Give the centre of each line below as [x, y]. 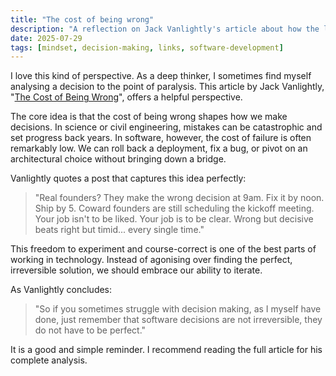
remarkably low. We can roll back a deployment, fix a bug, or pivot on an [159, 148]
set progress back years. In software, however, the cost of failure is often [161, 138]
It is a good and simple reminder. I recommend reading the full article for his [166, 350]
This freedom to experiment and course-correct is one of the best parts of [163, 249]
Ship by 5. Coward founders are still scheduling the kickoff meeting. [174, 208]
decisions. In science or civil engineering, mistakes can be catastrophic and [166, 127]
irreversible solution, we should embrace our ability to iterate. [136, 270]
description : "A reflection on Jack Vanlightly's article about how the [165, 29]
